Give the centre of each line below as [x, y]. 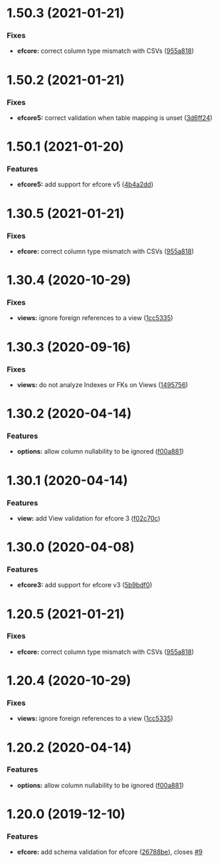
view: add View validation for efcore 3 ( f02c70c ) [88, 518]
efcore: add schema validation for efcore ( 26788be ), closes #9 [109, 852]
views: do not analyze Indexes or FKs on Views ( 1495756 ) [102, 384]
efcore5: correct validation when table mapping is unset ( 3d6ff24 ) [115, 118]
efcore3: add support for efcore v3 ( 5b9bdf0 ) [85, 585]
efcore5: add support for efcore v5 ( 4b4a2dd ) [85, 184]
